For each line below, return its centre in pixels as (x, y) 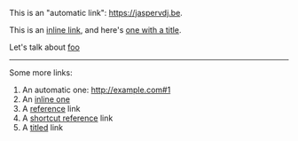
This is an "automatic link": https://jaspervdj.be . (96, 13)
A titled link (43, 127)
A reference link (51, 109)
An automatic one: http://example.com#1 (96, 90)
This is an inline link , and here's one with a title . (95, 30)
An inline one (46, 99)
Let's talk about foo (44, 47)
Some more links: (41, 73)
